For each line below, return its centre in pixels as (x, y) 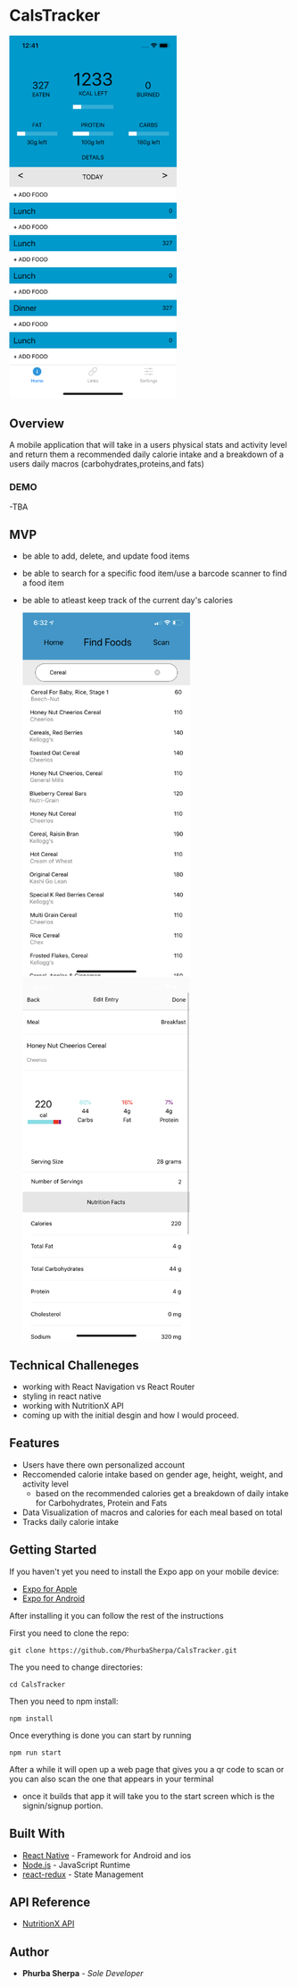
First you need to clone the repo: (69, 1633)
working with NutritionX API (73, 1406)
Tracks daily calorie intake (70, 1521)
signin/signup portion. (62, 1806)
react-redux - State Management (83, 1874)
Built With (37, 1834)
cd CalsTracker (37, 1684)
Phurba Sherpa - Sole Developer (83, 1974)
